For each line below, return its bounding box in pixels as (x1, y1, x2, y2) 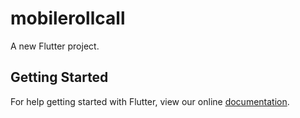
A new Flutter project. (10, 40, 100, 52)
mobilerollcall (10, 7, 126, 30)
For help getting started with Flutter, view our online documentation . (10, 95, 290, 107)
